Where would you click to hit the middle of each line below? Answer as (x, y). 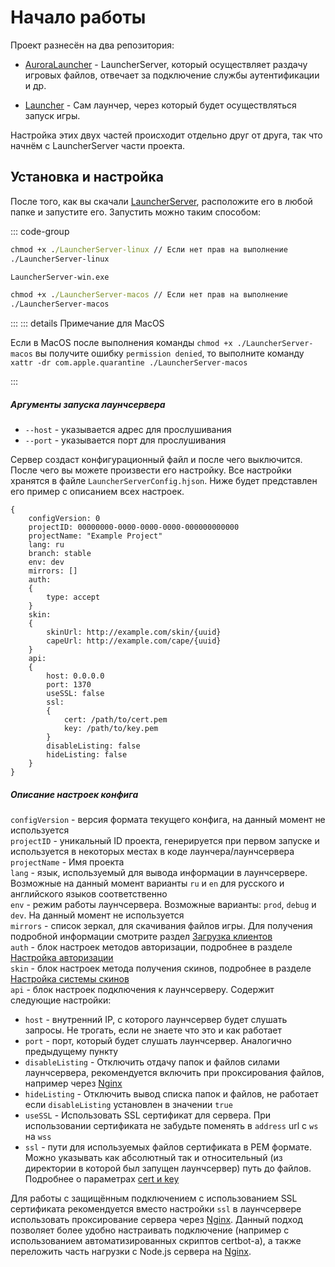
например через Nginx (73, 1083)
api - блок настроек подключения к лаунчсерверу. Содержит (142, 990)
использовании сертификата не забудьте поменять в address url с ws (171, 1126)
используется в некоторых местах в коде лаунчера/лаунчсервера (152, 852)
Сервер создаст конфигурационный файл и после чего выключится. (156, 460)
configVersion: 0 (64, 519)
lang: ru (46, 545)
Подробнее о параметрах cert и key (102, 1179)
